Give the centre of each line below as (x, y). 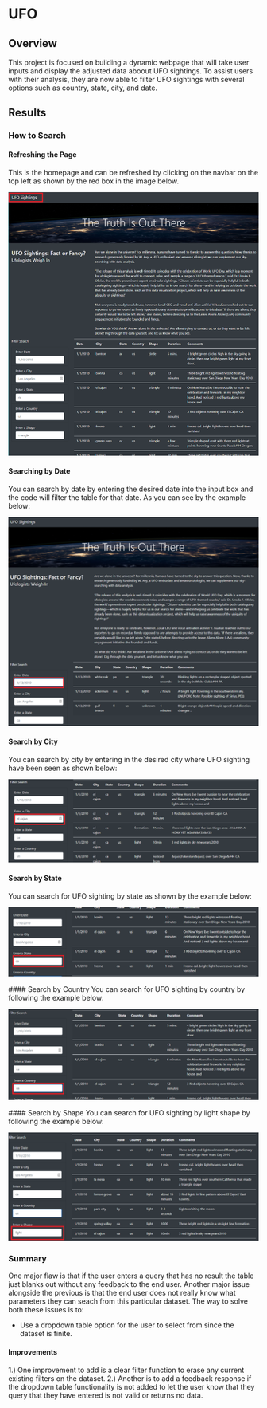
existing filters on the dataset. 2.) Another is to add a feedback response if (130, 1378)
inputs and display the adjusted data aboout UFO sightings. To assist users (131, 71)
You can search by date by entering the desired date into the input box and (131, 489)
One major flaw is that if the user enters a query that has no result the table (131, 1276)
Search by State (35, 879)
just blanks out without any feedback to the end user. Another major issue (129, 1284)
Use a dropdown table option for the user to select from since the (127, 1325)
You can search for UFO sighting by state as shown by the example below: (130, 896)
